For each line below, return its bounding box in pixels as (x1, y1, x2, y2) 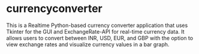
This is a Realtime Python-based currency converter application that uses (6, 22, 188, 29)
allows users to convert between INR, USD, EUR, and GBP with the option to (6, 34, 194, 41)
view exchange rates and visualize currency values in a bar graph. (6, 41, 170, 48)
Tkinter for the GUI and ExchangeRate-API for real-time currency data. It (6, 28, 185, 35)
